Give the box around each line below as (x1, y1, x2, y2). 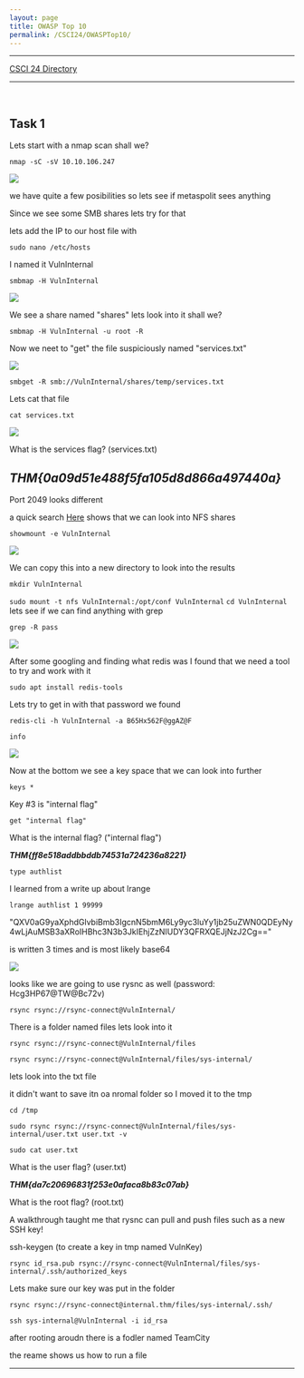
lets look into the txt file (9, 1071, 97, 1081)
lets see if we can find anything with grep (9, 605, 164, 616)
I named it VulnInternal (9, 259, 93, 270)
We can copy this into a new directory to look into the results (9, 562, 235, 572)
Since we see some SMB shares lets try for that (9, 208, 186, 219)
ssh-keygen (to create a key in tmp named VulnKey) (9, 1242, 204, 1252)
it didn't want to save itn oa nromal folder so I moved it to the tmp (9, 1089, 252, 1099)
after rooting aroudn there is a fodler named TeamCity (9, 1333, 211, 1343)
